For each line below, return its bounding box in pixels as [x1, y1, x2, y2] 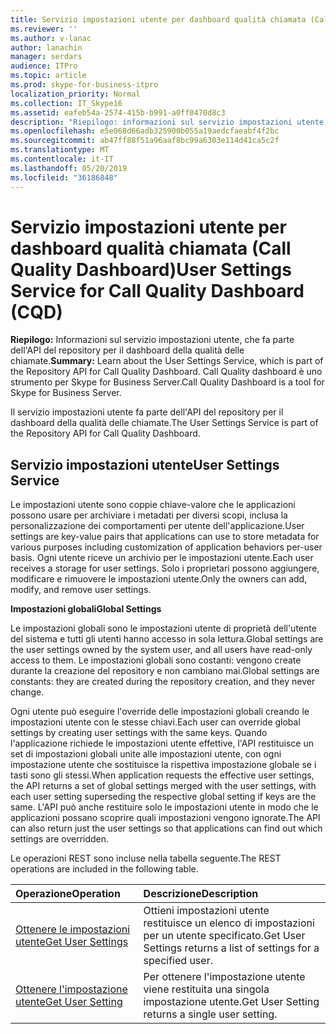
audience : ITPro [10, 61, 78, 71]
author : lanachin [10, 42, 83, 53]
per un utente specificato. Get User [143, 929, 306, 943]
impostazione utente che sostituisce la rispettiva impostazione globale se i [10, 759, 317, 771]
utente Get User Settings [15, 935, 129, 949]
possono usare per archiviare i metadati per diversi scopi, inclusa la [10, 509, 288, 521]
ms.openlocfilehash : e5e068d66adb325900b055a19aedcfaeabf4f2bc [10, 126, 280, 136]
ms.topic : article [10, 71, 87, 81]
